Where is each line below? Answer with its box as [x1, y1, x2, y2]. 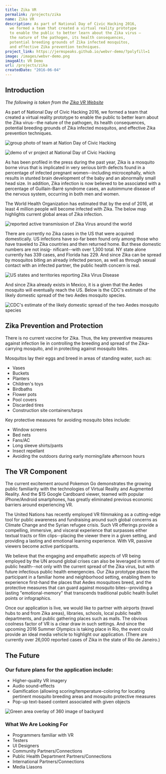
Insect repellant [12, 447, 45, 454]
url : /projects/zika [5, 63, 48, 68]
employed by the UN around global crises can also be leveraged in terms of [5, 558, 160, 564]
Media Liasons [12, 764, 42, 770]
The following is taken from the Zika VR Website [5, 99, 104, 105]
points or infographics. [5, 595, 52, 601]
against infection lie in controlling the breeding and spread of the [5, 340, 138, 346]
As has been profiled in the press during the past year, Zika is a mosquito [5, 159, 155, 165]
